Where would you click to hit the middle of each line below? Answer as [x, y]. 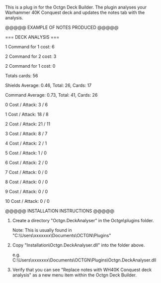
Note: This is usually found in [42, 230]
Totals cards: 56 [22, 76]
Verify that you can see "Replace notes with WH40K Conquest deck [82, 270]
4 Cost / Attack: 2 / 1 [26, 143]
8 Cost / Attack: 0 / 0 [27, 182]
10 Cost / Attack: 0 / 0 [27, 201]
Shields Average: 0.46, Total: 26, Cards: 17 [48, 85]
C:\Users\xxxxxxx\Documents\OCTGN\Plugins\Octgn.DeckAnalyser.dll [84, 260]
